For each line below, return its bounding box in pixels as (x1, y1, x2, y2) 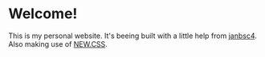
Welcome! (8, 5, 78, 23)
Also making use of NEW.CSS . (8, 39, 108, 48)
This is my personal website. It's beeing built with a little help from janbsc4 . (8, 31, 257, 40)
